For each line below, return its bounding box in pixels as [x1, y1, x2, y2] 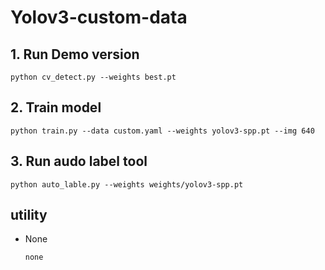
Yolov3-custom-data [10, 6, 188, 29]
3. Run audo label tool [10, 153, 148, 170]
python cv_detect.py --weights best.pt [10, 72, 177, 82]
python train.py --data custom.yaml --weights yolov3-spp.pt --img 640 [10, 126, 315, 136]
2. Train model [10, 99, 102, 116]
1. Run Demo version [10, 46, 140, 63]
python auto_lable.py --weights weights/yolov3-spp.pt [10, 179, 244, 190]
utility [10, 207, 48, 224]
